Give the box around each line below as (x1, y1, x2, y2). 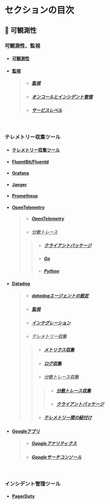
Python (44, 268, 60, 274)
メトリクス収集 (44, 347, 75, 353)
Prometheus (11, 193, 38, 199)
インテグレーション (31, 320, 71, 326)
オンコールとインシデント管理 (31, 93, 93, 100)
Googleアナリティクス (31, 441, 77, 447)
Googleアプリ (11, 428, 41, 434)
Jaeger (11, 181, 27, 187)
